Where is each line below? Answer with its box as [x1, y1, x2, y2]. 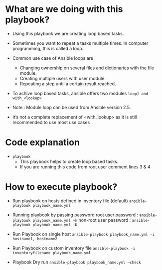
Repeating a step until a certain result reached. [19, 81, 116, 87]
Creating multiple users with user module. [19, 75, 106, 81]
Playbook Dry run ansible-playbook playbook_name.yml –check [12, 259, 141, 265]
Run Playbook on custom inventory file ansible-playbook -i [12, 245, 136, 251]
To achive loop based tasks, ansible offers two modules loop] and [12, 90, 149, 96]
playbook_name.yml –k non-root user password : [32, 217, 131, 223]
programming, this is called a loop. [12, 45, 84, 51]
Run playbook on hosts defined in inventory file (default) [12, 198, 128, 204]
